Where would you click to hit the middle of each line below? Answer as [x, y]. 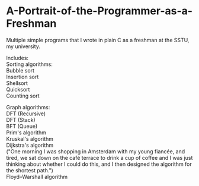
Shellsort [17, 83]
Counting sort [23, 96]
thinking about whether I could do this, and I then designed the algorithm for [99, 164]
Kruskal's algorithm [30, 138]
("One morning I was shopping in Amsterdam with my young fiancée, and [96, 151]
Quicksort [18, 89]
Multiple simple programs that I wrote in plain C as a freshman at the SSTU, [98, 40]
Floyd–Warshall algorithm [37, 176]
